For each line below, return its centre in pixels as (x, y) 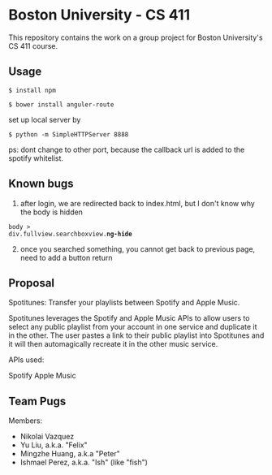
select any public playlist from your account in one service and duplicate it (133, 327)
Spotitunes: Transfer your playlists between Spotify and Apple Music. (124, 303)
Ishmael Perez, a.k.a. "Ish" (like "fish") (84, 462)
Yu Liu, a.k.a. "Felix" (54, 445)
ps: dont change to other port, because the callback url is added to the (127, 149)
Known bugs (41, 184)
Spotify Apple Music (42, 376)
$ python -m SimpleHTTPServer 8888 (69, 134)
